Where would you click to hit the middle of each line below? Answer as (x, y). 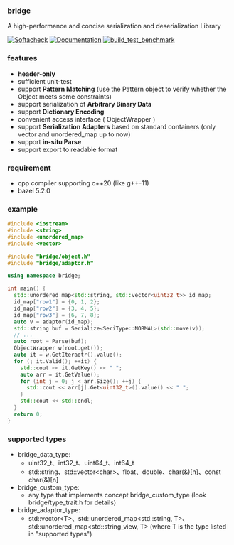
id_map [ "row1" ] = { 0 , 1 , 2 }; (57, 302)
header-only (36, 74)
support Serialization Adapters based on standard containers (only (117, 126)
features (22, 58)
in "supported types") (60, 534)
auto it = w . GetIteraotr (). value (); (68, 355)
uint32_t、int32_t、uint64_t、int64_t (81, 463)
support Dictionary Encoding (61, 112)
